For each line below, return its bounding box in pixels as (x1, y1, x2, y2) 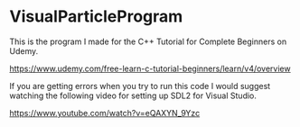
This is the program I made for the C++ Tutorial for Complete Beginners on (9, 36, 287, 47)
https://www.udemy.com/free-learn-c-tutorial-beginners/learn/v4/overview (9, 63, 291, 74)
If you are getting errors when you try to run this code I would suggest (9, 80, 271, 91)
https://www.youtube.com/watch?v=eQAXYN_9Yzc (9, 107, 201, 118)
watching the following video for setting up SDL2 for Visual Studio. (9, 90, 258, 101)
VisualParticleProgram (9, 6, 183, 27)
